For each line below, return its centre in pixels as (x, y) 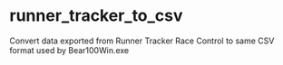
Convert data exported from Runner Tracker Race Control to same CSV (142, 41)
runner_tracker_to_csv (96, 16)
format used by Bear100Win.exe (69, 50)
